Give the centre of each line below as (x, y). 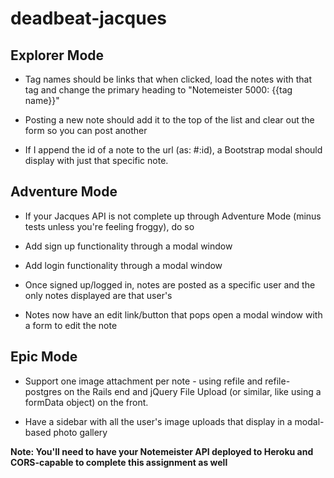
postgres (43, 391)
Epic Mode (44, 357)
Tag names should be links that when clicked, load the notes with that (168, 79)
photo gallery (80, 432)
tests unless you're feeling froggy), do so (109, 226)
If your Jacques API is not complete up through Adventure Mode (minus (173, 216)
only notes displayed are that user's (98, 295)
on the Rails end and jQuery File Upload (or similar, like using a (192, 391)
